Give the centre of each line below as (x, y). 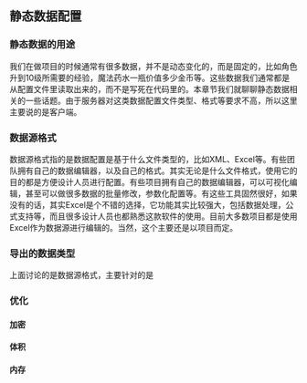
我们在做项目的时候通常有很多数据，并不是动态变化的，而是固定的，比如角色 (153, 66)
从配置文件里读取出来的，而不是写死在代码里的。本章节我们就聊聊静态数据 (149, 88)
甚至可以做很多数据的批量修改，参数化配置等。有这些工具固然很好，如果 (161, 193)
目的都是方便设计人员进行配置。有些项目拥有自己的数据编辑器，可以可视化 (149, 181)
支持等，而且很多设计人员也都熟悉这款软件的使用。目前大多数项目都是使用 (157, 216)
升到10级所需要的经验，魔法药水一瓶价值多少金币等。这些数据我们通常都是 (150, 78)
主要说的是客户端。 (46, 111)
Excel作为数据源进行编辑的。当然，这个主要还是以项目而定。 (124, 227)
